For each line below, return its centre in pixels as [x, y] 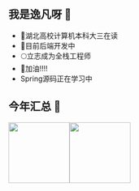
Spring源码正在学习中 [56, 79]
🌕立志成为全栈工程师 [55, 56]
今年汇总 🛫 [35, 106]
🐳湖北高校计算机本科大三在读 [69, 36]
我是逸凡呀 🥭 [40, 15]
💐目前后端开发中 [48, 45]
